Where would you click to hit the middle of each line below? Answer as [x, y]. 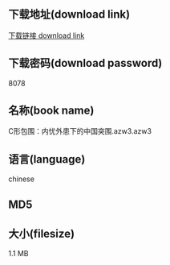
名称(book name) [51, 111]
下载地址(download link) [69, 14]
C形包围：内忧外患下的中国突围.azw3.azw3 [80, 131]
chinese [21, 179]
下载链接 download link [47, 35]
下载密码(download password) [85, 63]
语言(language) [47, 159]
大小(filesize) [41, 234]
